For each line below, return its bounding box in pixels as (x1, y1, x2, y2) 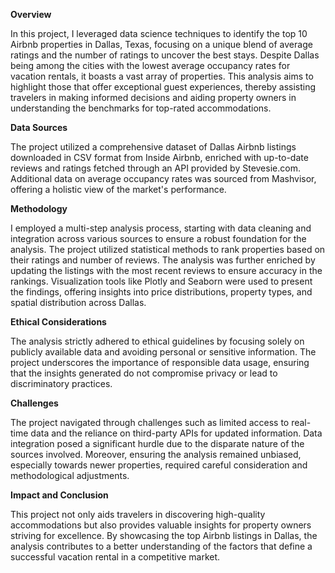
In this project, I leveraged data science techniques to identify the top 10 (10, 28, 308, 39)
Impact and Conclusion (10, 489, 109, 501)
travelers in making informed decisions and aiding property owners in (10, 92, 297, 103)
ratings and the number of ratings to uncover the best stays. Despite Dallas (10, 49, 320, 61)
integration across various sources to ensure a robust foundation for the (10, 233, 307, 244)
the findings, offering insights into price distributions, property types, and (10, 286, 313, 298)
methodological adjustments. (10, 470, 130, 481)
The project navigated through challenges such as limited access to (10, 417, 290, 428)
